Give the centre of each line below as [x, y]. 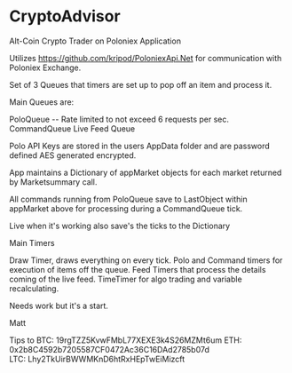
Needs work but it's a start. [59, 306]
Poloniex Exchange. [45, 67]
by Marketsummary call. [53, 182]
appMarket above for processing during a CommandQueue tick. [126, 208]
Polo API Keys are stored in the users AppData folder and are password [140, 146]
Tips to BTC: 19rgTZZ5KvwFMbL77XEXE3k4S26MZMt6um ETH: [126, 340]
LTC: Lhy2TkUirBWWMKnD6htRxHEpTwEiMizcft [97, 359]
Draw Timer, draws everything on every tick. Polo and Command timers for [146, 260]
